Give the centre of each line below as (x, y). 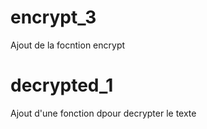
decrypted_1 (62, 85)
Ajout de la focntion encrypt (68, 45)
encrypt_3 (53, 17)
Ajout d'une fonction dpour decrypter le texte (103, 113)
